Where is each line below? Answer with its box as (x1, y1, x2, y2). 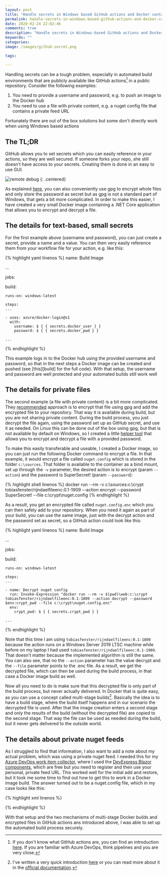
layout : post (5, 7, 32, 12)
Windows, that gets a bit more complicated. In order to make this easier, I (5, 196, 155, 202)
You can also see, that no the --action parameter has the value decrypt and (5, 657, 161, 663)
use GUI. (5, 166, 23, 172)
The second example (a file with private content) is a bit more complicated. (5, 398, 159, 404)
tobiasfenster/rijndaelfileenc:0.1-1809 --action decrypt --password (5, 596, 153, 601)
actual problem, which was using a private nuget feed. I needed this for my (5, 754, 159, 760)
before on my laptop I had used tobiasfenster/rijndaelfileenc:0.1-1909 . (5, 647, 157, 653)
